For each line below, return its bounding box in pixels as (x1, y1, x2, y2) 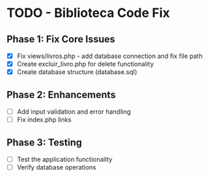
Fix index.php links (16, 115, 72, 124)
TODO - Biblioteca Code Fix (6, 5, 170, 21)
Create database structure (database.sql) (16, 68, 137, 76)
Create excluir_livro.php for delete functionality (16, 60, 154, 69)
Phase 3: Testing (6, 136, 83, 148)
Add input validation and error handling (16, 107, 132, 116)
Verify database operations (16, 163, 96, 171)
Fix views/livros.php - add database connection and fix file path (16, 52, 203, 60)
